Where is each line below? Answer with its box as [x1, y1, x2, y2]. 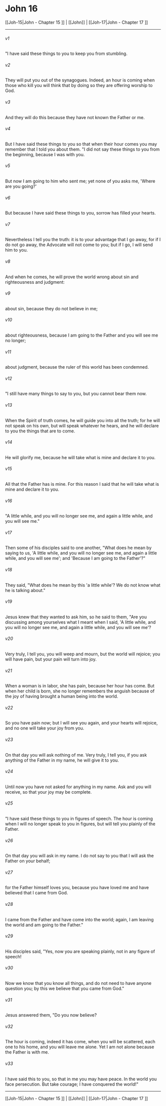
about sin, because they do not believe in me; [5, 305, 98, 311]
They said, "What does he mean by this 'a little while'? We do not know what [5, 582, 161, 588]
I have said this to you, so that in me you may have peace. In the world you [5, 1076, 157, 1082]
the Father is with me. [5, 1049, 49, 1055]
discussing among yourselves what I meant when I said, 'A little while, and [5, 619, 156, 625]
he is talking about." [5, 587, 45, 593]
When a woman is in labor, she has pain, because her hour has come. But [5, 683, 155, 689]
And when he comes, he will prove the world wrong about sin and [5, 274, 139, 280]
